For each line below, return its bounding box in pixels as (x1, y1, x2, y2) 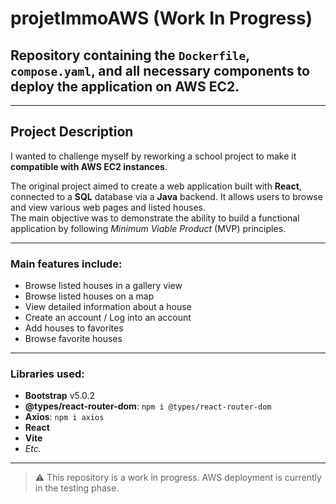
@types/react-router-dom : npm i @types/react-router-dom (24, 400, 272, 412)
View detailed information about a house (24, 301, 192, 313)
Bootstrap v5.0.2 (24, 390, 96, 402)
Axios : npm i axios (24, 411, 105, 423)
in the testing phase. (34, 482, 120, 494)
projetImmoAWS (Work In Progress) (10, 7, 313, 30)
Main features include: (10, 257, 123, 271)
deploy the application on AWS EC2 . (10, 78, 240, 95)
